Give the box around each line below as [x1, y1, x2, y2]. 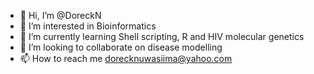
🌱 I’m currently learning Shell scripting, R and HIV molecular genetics [19, 31, 305, 42]
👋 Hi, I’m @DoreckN [19, 10, 102, 21]
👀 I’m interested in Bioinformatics [19, 20, 157, 32]
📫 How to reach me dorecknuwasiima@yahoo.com [19, 53, 233, 64]
